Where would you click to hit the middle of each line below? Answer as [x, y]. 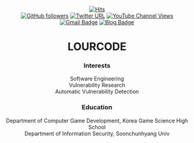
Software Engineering [97, 79]
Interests [97, 65]
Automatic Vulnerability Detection [97, 91]
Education [97, 107]
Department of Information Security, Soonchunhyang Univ [97, 133]
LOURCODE [97, 47]
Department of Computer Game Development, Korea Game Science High [97, 121]
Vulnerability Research [97, 85]
